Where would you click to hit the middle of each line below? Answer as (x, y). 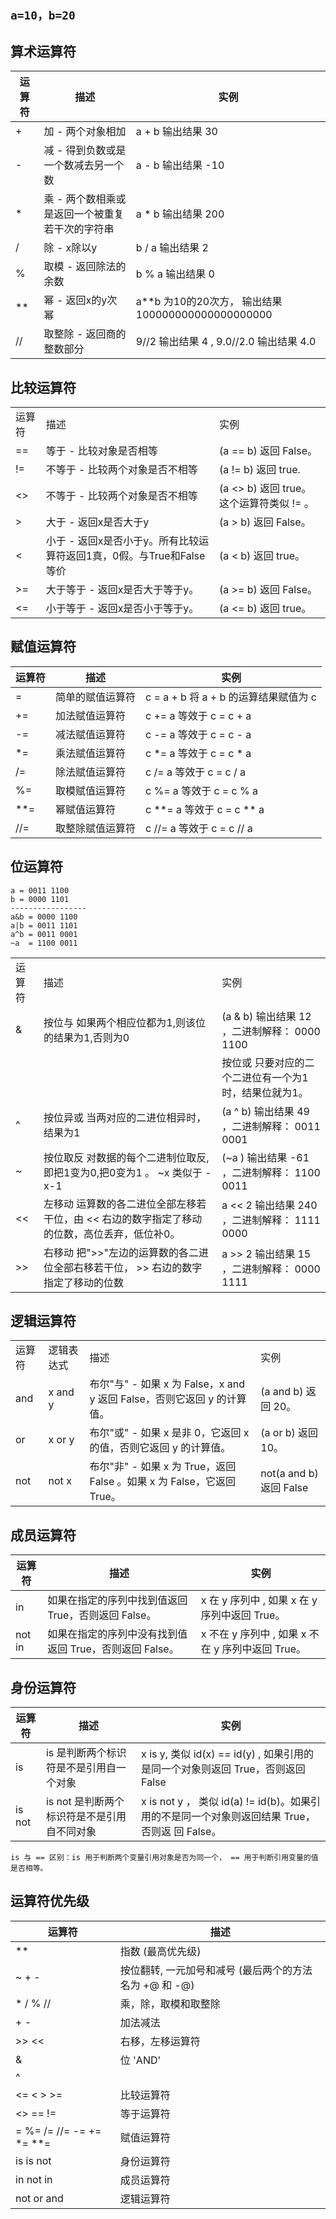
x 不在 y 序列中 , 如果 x (253, 1634)
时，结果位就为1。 (265, 1092)
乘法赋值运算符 (91, 753)
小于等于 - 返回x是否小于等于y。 (122, 609)
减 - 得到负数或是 (85, 150)
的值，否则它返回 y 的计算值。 (160, 1448)
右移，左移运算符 (160, 2041)
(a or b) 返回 (289, 1433)
